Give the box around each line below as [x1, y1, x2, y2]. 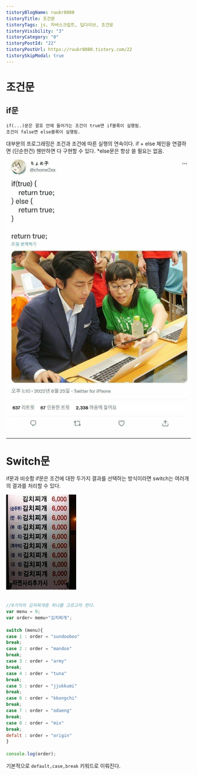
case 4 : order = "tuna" [6, 671, 67, 676]
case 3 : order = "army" [6, 658, 67, 664]
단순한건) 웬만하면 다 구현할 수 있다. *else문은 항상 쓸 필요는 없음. [13, 147, 164, 154]
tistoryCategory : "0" [6, 34, 59, 40]
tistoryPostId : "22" [6, 40, 57, 46]
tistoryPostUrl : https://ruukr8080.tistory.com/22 [6, 47, 133, 53]
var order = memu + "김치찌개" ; [6, 615, 72, 621]
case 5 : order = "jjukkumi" [6, 683, 77, 689]
